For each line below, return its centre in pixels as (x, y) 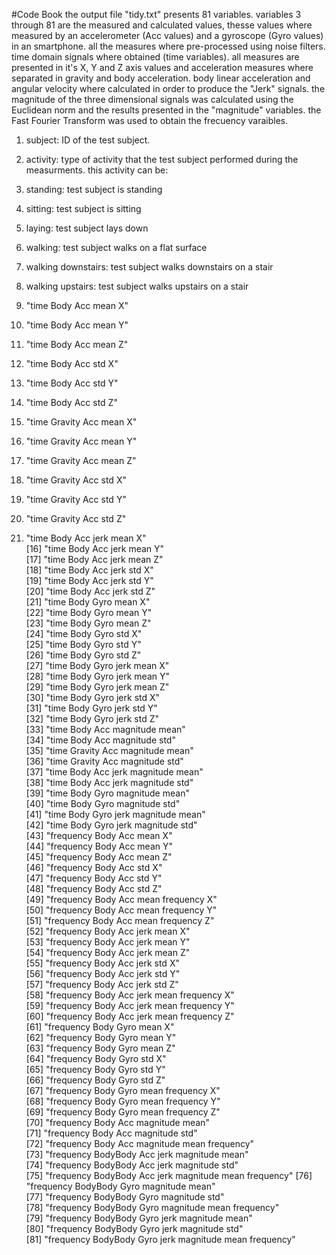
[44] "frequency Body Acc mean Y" (99, 846)
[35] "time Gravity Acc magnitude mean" (109, 750)
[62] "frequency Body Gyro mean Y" (101, 1037)
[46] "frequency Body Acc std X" (94, 867)
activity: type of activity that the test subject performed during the (162, 159)
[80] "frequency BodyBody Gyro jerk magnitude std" (134, 1228)
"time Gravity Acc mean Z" (81, 460)
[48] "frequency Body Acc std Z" (94, 888)
